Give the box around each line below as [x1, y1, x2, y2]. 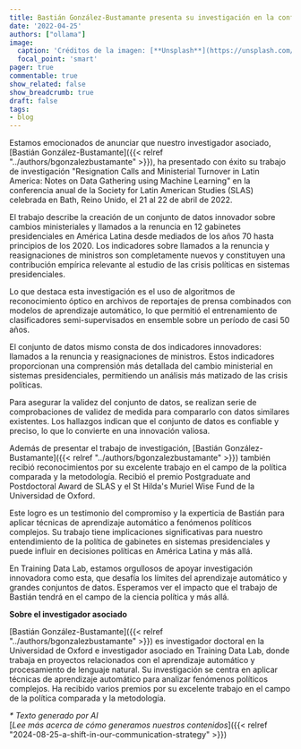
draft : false [9, 96, 58, 106]
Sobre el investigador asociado [9, 609, 128, 620]
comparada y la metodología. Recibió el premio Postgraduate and [9, 472, 251, 482]
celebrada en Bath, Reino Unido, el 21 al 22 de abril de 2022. [9, 194, 233, 206]
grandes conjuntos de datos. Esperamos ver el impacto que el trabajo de [9, 583, 278, 593]
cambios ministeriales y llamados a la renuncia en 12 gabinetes [9, 221, 242, 233]
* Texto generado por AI [9, 711, 99, 721]
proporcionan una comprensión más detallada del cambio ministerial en [9, 361, 273, 371]
